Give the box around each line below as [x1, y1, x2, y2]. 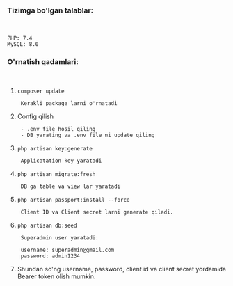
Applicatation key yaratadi [20, 157, 102, 164]
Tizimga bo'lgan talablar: [7, 6, 94, 15]
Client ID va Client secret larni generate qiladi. [20, 208, 174, 216]
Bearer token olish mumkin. [17, 272, 96, 280]
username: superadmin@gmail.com [20, 246, 115, 253]
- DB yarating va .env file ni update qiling [20, 132, 155, 138]
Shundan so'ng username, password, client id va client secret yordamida [17, 264, 226, 273]
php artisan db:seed [17, 222, 77, 229]
